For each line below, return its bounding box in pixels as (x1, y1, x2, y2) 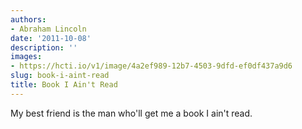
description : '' (10, 42, 78, 53)
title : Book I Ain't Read (10, 80, 118, 90)
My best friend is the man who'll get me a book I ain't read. (10, 107, 253, 119)
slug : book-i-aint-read (10, 71, 110, 81)
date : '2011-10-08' (10, 33, 92, 43)
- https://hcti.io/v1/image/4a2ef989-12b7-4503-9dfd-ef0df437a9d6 (10, 61, 293, 71)
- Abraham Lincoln (10, 24, 87, 34)
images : (10, 52, 43, 62)
